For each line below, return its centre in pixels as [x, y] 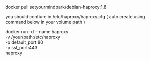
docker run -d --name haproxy [37, 32]
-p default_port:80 [24, 42]
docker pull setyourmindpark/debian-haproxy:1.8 [56, 7]
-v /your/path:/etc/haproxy [33, 37]
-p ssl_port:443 [21, 48]
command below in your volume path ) [45, 22]
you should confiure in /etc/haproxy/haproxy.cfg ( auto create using [75, 17]
